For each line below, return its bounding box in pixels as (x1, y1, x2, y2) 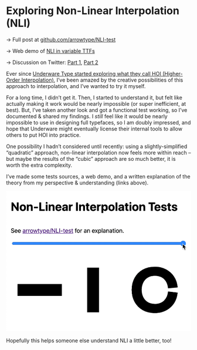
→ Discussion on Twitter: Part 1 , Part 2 (6, 59, 98, 66)
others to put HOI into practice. (6, 131, 81, 139)
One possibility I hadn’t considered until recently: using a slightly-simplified (6, 143, 188, 150)
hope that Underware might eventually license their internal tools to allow (6, 125, 183, 132)
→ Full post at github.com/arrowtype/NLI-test (6, 36, 116, 43)
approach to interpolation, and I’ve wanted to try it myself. (6, 82, 146, 89)
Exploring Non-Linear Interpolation (6, 4, 180, 18)
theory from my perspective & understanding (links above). (6, 179, 149, 186)
